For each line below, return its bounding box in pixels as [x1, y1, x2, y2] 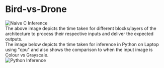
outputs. [5, 36, 23, 42]
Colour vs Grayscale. [5, 51, 49, 58]
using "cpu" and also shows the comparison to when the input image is [5, 46, 153, 52]
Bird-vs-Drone [5, 3, 67, 15]
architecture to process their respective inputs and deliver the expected [5, 30, 154, 36]
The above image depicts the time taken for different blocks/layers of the [5, 25, 157, 31]
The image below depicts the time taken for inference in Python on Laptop [5, 41, 159, 47]
